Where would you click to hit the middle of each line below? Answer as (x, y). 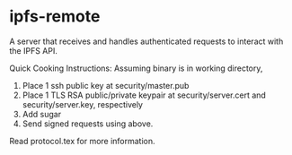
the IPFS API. (34, 50)
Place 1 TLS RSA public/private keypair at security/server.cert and (144, 95)
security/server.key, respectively (83, 104)
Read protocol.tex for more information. (82, 141)
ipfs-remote (55, 17)
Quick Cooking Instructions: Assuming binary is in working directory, (136, 68)
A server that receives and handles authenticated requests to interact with (146, 41)
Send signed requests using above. (88, 124)
